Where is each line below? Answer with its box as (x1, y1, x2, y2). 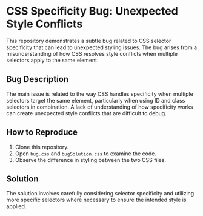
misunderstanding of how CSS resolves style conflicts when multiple (6, 50, 178, 57)
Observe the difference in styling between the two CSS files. (15, 156, 167, 163)
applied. (6, 203, 27, 210)
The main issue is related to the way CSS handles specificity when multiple (6, 90, 194, 98)
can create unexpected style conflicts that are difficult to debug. (6, 109, 167, 116)
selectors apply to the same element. (6, 56, 99, 64)
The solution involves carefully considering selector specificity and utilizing (6, 190, 195, 197)
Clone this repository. (15, 143, 69, 150)
